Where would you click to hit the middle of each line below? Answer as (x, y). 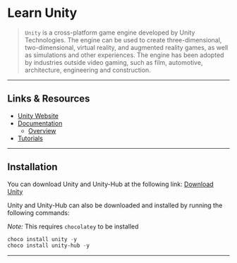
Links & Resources (49, 99)
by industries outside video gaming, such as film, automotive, (114, 62)
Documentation (40, 123)
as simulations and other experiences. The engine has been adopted (124, 55)
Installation (32, 167)
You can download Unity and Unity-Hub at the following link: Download (110, 184)
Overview (42, 130)
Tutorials (30, 138)
